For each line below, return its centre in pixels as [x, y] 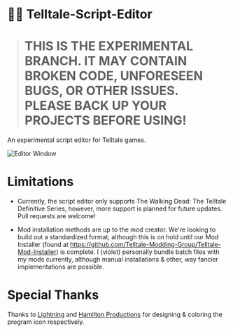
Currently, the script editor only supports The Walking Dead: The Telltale [122, 201]
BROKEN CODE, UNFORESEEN [113, 76]
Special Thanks [53, 295]
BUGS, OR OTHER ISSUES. [101, 91]
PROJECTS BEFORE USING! [105, 121]
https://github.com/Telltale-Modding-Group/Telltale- [146, 245]
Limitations [41, 182]
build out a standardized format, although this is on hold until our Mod [118, 237]
